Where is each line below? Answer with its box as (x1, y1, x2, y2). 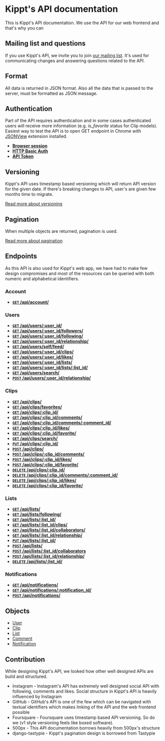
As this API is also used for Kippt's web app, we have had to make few (5, 265, 148, 271)
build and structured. (5, 673, 48, 679)
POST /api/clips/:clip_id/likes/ (12, 456, 72, 462)
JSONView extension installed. (5, 133, 67, 139)
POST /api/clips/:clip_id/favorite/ (12, 461, 79, 467)
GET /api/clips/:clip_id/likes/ (12, 425, 70, 431)
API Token (12, 153, 34, 159)
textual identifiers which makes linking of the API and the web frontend (12, 704, 156, 710)
